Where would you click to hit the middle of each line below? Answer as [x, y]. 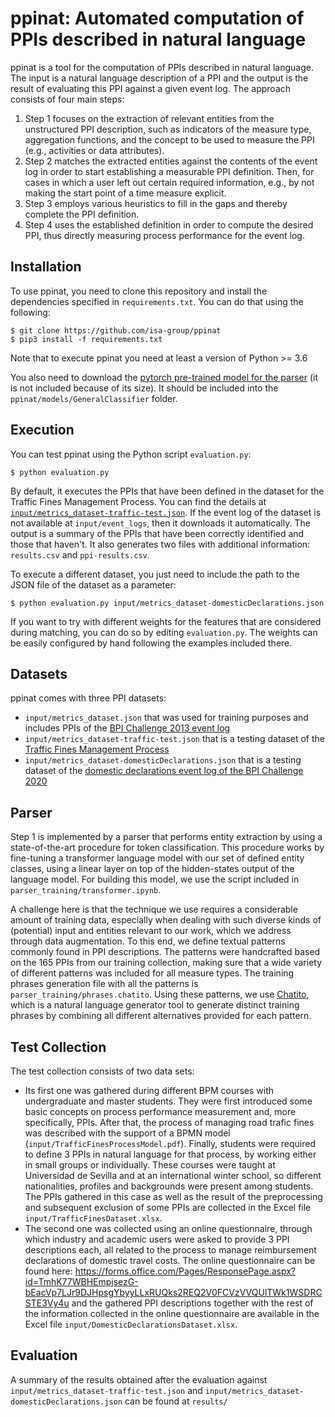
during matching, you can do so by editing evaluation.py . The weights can [164, 632]
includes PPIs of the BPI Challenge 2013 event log [127, 728]
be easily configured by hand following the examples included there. [151, 643]
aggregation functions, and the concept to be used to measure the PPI [169, 139]
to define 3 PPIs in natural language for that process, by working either [170, 1154]
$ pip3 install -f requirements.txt [86, 339]
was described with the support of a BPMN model [127, 1133]
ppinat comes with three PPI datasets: [88, 698]
